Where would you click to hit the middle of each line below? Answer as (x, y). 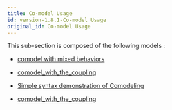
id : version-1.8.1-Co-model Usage (57, 20)
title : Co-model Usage (40, 13)
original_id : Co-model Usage (49, 26)
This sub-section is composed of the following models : (86, 46)
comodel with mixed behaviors (61, 59)
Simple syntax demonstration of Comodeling (80, 86)
